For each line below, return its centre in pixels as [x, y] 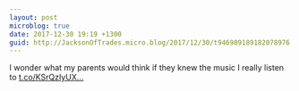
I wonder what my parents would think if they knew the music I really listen [147, 68]
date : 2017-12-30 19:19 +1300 [66, 34]
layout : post [34, 17]
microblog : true [39, 26]
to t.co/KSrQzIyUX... [47, 78]
